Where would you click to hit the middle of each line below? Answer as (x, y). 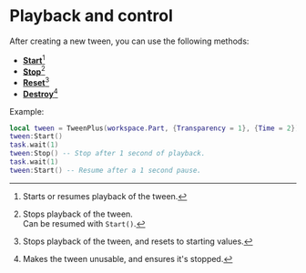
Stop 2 (34, 71)
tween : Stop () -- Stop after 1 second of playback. (107, 154)
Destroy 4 (40, 93)
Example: (27, 111)
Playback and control (91, 16)
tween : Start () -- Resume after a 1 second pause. (106, 170)
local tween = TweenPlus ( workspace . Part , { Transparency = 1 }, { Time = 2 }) (154, 128)
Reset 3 (36, 81)
